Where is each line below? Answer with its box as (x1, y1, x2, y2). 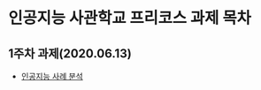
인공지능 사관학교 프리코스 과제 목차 (8, 8, 251, 28)
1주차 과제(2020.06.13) (8, 46, 132, 61)
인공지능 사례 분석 (20, 71, 83, 81)
